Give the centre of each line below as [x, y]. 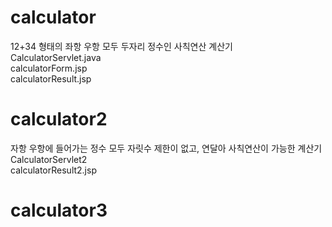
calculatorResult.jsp [51, 78]
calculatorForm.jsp [49, 68]
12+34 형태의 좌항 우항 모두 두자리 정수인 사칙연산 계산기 [121, 46]
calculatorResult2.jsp [53, 170]
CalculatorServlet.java [56, 57]
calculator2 [59, 119]
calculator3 [59, 210]
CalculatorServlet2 [49, 159]
